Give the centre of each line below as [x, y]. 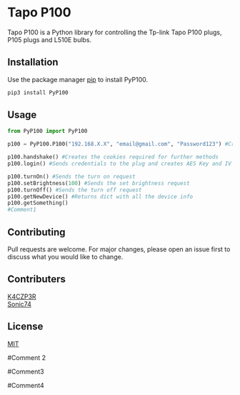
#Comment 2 [27, 357]
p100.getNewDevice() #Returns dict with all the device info [100, 196]
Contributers [37, 279]
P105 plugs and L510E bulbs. [49, 39]
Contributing [36, 232]
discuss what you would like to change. [65, 257]
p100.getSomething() [38, 203]
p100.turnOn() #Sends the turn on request [71, 176]
